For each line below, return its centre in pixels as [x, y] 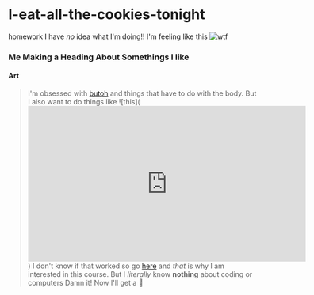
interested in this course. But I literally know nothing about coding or [140, 274]
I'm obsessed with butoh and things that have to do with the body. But [142, 93]
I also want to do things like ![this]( [84, 102]
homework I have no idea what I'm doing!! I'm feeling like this [108, 36]
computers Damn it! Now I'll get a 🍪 [85, 283]
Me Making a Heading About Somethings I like [99, 57]
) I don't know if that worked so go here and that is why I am [126, 266]
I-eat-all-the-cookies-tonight [107, 15]
